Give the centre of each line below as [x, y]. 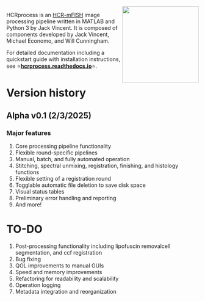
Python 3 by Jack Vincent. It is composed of [62, 28]
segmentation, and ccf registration [59, 252]
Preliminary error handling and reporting [66, 198]
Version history [46, 93]
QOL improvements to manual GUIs [59, 266]
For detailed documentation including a [56, 53]
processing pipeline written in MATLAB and [60, 21]
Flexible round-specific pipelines [56, 153]
